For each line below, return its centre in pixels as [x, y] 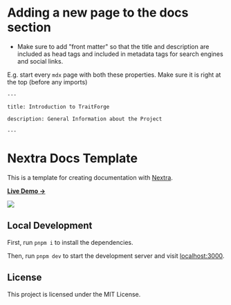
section [29, 27]
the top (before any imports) [47, 82]
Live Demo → [26, 191]
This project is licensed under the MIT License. [74, 294]
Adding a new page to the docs [98, 13]
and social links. [40, 61]
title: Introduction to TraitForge [58, 107]
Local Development [50, 226]
